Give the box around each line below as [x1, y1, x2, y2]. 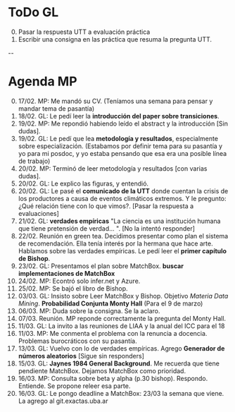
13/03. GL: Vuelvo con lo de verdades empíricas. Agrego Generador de [18, 344, 225, 353]
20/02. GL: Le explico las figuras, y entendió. [18, 179, 149, 188]
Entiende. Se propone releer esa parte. [18, 382, 131, 390]
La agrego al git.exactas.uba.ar [18, 396, 108, 405]
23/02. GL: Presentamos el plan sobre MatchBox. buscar [18, 262, 184, 270]
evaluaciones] [18, 209, 59, 217]
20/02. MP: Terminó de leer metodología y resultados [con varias [18, 164, 208, 173]
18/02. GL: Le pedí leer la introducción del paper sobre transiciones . [18, 111, 220, 120]
